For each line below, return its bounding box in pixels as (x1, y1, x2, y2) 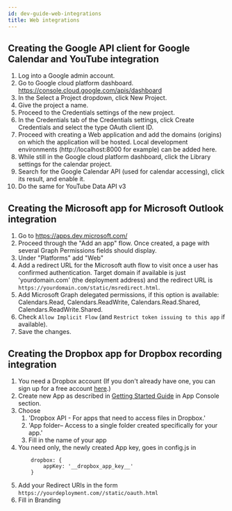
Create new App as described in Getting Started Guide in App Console (17, 392, 219, 400)
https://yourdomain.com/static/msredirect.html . (17, 283, 160, 292)
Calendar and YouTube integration (8, 53, 159, 65)
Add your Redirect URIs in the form (17, 480, 118, 489)
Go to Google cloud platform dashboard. (17, 79, 134, 87)
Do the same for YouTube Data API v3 (17, 182, 126, 191)
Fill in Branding (17, 496, 61, 504)
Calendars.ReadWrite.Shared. (17, 305, 103, 314)
